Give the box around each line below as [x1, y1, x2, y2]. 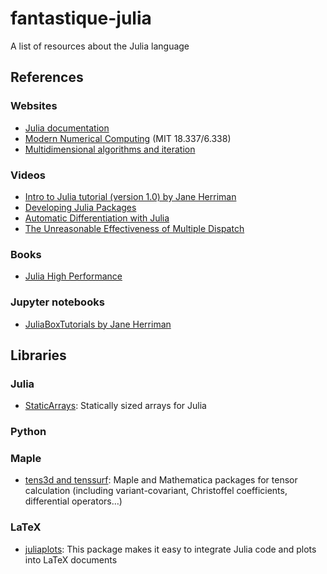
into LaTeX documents [24, 553, 118, 566]
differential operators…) [24, 495, 123, 507]
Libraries [10, 347, 67, 364]
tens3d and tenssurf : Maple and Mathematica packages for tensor [24, 474, 298, 486]
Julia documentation [24, 122, 110, 134]
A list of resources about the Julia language [10, 40, 190, 52]
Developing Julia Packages [24, 201, 137, 213]
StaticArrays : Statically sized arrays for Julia [24, 400, 207, 412]
